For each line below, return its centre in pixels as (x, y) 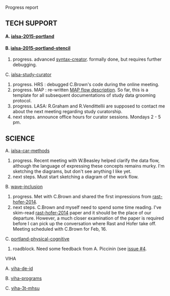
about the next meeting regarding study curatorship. (67, 112)
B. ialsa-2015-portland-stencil (38, 48)
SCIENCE (20, 138)
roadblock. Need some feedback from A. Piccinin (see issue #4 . (80, 249)
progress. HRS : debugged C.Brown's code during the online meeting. (86, 85)
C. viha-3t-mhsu (22, 288)
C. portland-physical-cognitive (37, 239)
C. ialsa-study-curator (29, 75)
